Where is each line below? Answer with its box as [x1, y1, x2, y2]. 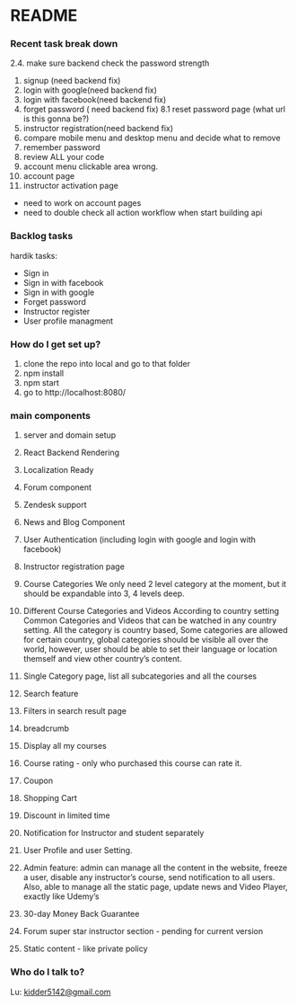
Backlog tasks [10, 230, 74, 243]
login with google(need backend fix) [22, 85, 158, 95]
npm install [22, 368, 65, 378]
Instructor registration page [22, 561, 125, 572]
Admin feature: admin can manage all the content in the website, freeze [22, 862, 288, 873]
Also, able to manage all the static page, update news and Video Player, [22, 882, 288, 893]
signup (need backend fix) [22, 76, 121, 86]
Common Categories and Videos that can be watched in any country [22, 615, 277, 626]
